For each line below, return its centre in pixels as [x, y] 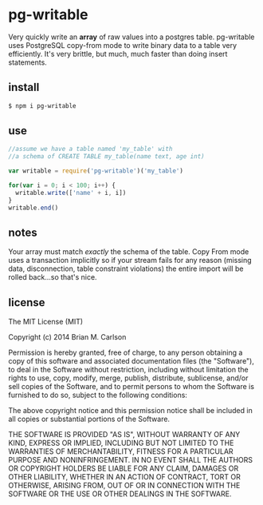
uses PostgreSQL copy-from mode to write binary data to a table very [123, 45]
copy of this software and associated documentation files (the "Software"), [131, 361]
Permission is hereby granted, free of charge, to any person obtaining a [126, 352]
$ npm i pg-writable [43, 105]
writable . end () [33, 208]
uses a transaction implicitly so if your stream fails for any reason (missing [130, 260]
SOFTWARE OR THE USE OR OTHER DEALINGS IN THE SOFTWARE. [120, 494]
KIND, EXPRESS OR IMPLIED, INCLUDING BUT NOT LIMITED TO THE [121, 443]
